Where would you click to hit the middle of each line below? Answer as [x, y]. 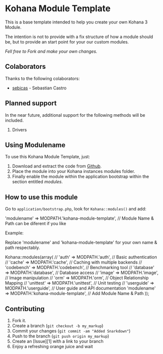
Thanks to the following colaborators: [43, 78]
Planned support [31, 103]
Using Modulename [35, 145]
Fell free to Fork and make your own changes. [51, 51]
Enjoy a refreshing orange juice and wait [53, 346]
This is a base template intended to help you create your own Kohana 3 [76, 22]
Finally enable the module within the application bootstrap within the [81, 177]
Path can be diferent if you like [36, 224]
